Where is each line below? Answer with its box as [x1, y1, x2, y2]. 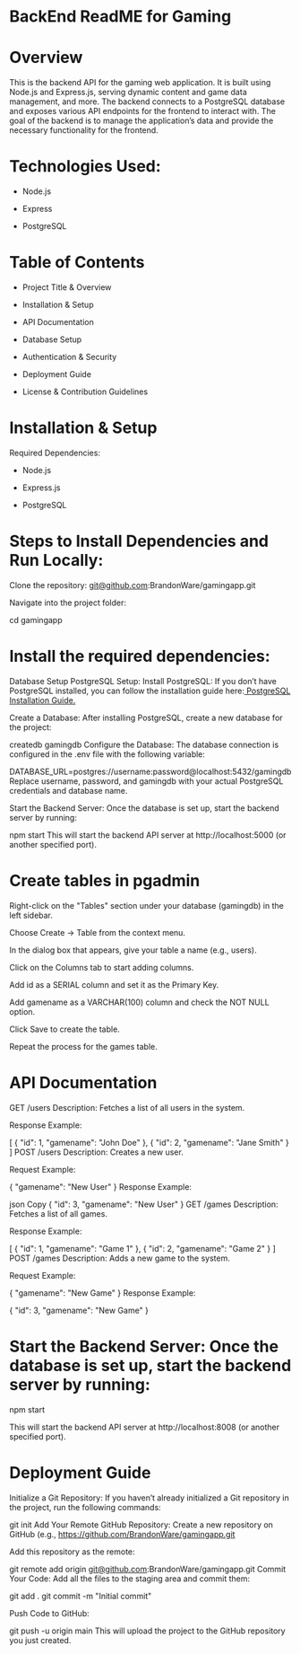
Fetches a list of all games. [9, 1208, 107, 1219]
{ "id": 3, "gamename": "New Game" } [9, 1305, 150, 1315]
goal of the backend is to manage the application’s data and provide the [9, 115, 274, 127]
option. [9, 1006, 36, 1016]
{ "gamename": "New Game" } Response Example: [9, 1287, 196, 1298]
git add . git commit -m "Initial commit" [9, 1590, 152, 1601]
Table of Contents [9, 252, 145, 273]
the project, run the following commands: [9, 1501, 161, 1512]
